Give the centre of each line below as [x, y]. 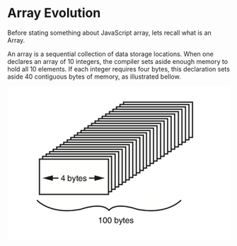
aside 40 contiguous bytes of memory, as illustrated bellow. [94, 77]
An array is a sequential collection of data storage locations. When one [110, 54]
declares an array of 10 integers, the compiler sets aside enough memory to [118, 61]
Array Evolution [54, 13]
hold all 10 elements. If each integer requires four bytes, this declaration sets [118, 69]
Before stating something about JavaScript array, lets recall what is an [110, 33]
